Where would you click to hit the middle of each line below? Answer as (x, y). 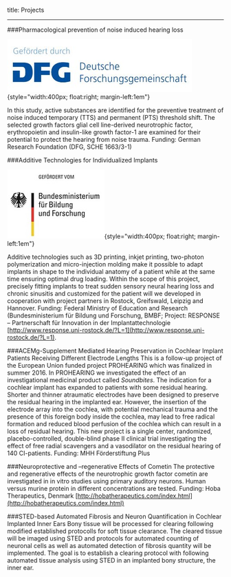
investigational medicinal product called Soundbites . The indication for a (109, 380)
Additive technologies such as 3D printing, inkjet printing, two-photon (106, 257)
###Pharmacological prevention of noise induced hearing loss (95, 30)
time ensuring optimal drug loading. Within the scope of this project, (103, 279)
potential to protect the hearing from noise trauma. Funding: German (104, 139)
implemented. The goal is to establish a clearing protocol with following (108, 553)
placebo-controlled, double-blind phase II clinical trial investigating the (107, 439)
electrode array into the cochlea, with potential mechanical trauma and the (112, 409)
